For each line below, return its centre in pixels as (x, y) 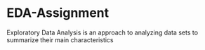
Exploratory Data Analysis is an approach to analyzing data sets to (102, 32)
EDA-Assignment (58, 13)
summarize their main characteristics (60, 39)
